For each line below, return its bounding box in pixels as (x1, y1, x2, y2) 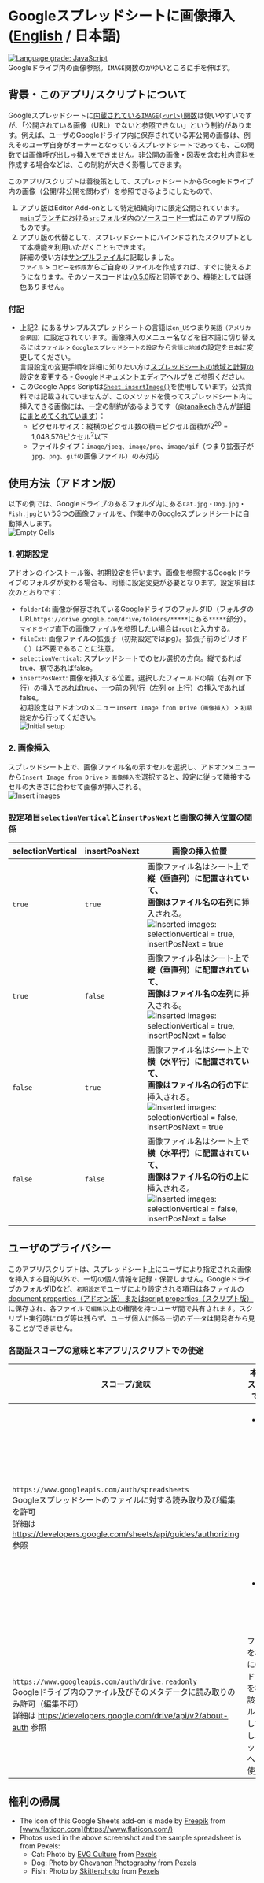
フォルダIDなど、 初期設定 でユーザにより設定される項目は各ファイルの (21, 1284, 245, 1293)
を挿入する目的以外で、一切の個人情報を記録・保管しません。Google (8, 1273, 231, 1284)
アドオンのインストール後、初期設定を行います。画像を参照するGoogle (8, 568, 237, 577)
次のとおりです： (8, 588, 64, 597)
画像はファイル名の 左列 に (146, 988, 242, 999)
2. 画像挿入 (8, 743, 50, 754)
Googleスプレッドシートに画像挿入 (8, 7, 236, 25)
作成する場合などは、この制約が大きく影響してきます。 (8, 159, 186, 169)
